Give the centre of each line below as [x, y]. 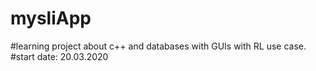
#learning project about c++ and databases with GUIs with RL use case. [158, 46]
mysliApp [51, 18]
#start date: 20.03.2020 [59, 56]
